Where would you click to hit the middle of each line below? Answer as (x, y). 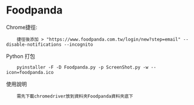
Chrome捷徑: (22, 27)
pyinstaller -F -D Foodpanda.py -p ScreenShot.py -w (83, 67)
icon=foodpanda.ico (30, 72)
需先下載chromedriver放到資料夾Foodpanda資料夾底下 (75, 96)
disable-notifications (34, 45)
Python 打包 (21, 56)
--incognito (78, 45)
